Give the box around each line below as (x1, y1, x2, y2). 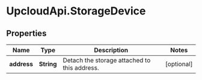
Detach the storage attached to (63, 56, 151, 64)
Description (94, 46, 128, 54)
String (38, 60, 57, 68)
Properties (6, 28, 47, 38)
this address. (63, 64, 99, 72)
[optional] (165, 60, 193, 68)
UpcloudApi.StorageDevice (6, 4, 146, 18)
